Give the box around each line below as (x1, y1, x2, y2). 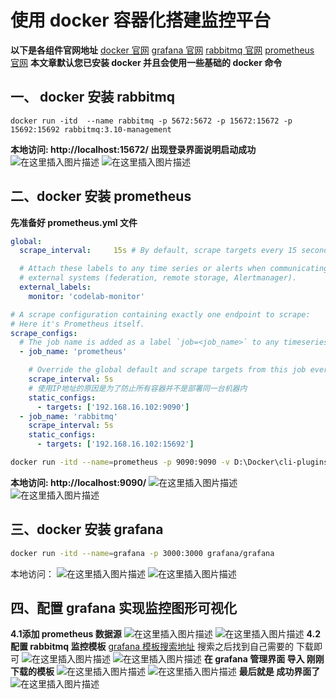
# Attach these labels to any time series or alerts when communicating (19, 264, 329, 274)
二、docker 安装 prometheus (10, 188, 192, 205)
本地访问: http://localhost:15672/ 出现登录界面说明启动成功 (10, 143, 257, 155)
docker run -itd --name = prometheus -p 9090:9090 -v (10, 457, 230, 468)
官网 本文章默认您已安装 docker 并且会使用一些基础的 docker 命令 (10, 56, 283, 68)
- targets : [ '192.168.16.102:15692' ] (36, 439, 195, 450)
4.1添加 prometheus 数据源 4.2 (10, 628, 322, 640)
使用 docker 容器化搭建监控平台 (10, 9, 272, 32)
